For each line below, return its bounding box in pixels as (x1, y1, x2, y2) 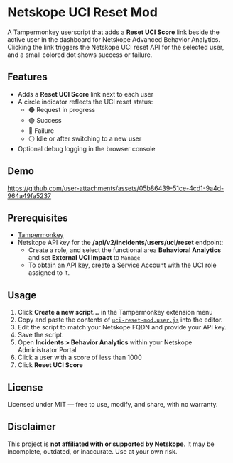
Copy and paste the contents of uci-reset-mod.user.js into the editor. (17, 315, 223, 324)
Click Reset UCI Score (17, 361, 83, 369)
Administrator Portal (17, 346, 77, 354)
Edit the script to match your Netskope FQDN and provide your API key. (17, 323, 227, 332)
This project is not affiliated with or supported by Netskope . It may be (7, 440, 215, 448)
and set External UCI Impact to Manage (28, 254, 141, 262)
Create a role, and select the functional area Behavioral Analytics (28, 246, 222, 254)
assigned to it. (28, 268, 70, 277)
